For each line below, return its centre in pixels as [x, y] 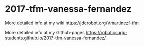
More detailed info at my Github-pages [45, 32]
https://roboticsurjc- [107, 32]
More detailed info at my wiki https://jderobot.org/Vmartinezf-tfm [72, 23]
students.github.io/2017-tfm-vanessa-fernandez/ [56, 38]
